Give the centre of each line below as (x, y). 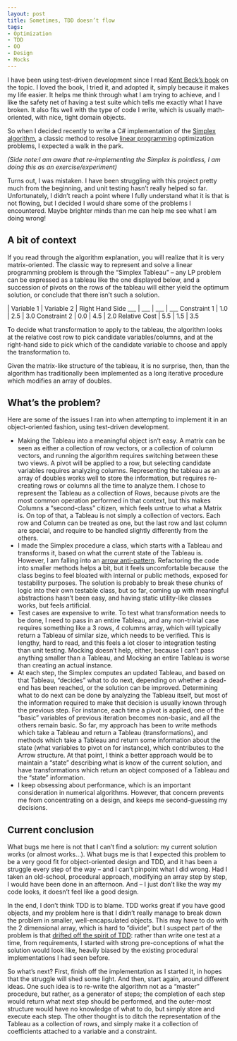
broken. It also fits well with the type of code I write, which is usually (107, 109)
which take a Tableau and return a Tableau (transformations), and (113, 733)
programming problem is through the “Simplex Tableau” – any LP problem (114, 272)
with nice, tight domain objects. (80, 117)
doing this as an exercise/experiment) (62, 167)
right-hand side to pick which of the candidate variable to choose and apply (117, 344)
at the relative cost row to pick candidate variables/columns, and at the (110, 337)
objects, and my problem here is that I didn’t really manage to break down (114, 913)
